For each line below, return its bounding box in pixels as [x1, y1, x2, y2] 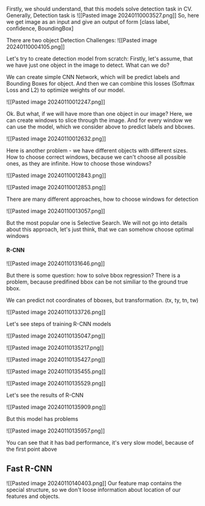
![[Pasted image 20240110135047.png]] [6, 332, 105, 339]
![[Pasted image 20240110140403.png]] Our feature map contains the [6, 480, 182, 487]
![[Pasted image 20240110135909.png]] [6, 404, 106, 411]
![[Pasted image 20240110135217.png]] [6, 344, 104, 352]
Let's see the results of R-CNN [6, 391, 84, 399]
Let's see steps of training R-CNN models [6, 320, 111, 328]
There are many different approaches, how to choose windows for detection [6, 195, 199, 203]
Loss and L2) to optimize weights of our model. [6, 86, 125, 94]
